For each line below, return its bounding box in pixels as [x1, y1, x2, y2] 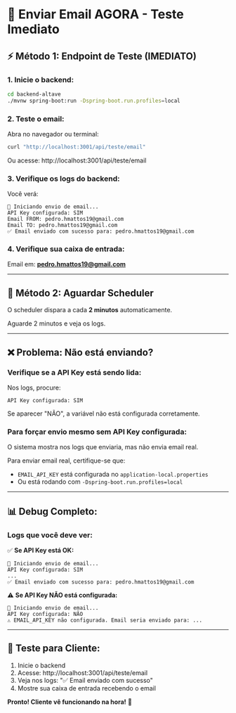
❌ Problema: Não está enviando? [7, 346, 154, 358]
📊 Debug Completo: [7, 506, 98, 518]
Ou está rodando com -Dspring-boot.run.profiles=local [17, 477, 183, 486]
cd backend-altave [7, 91, 61, 98]
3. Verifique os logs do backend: [7, 174, 120, 184]
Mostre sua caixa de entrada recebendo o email [17, 683, 157, 692]
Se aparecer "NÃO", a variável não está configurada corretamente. [7, 409, 200, 418]
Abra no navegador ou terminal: [7, 129, 100, 138]
